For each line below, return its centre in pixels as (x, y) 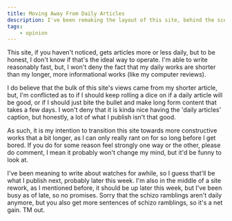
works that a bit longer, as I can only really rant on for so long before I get (112, 138)
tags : (15, 26)
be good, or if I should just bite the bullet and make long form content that (112, 103)
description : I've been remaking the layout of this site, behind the (111, 20)
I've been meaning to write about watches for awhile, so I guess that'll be (111, 173)
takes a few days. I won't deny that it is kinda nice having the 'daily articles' (114, 110)
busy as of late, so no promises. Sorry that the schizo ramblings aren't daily (115, 195)
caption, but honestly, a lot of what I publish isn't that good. (91, 117)
